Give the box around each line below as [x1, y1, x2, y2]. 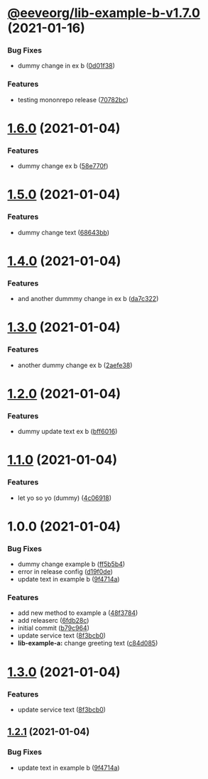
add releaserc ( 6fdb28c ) [17, 616, 89, 625]
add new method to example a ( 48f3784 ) [17, 609, 138, 617]
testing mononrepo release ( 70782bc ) [17, 95, 129, 104]
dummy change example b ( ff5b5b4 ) [17, 560, 126, 569]
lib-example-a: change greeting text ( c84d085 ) [17, 639, 158, 648]
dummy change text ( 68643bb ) [17, 228, 110, 236]
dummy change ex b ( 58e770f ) [17, 162, 109, 170]
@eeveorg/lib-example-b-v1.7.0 [7, 5, 201, 21]
